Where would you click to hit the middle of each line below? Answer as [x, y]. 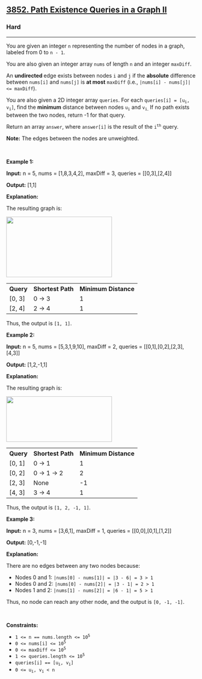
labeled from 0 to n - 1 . [36, 52]
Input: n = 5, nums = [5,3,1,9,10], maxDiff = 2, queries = [75, 346]
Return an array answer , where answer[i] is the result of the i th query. [93, 126]
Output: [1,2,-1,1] [27, 364]
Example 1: [20, 161]
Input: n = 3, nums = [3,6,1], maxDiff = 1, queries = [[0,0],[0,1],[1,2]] [89, 530]
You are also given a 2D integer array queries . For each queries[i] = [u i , [98, 100]
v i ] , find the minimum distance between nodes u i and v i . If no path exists [98, 108]
